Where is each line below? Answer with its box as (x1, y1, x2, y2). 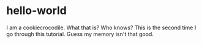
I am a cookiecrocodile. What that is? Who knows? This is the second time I (6, 24, 196, 31)
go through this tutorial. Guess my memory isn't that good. (6, 30, 154, 37)
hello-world (6, 4, 67, 18)
